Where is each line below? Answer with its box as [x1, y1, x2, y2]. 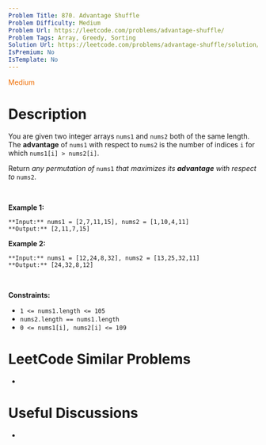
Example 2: [8, 238, 46, 248]
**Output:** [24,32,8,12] [8, 261, 93, 269]
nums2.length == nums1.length [19, 315, 120, 323]
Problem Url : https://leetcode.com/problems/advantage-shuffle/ [8, 26, 225, 34]
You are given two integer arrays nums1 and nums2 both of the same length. [8, 131, 250, 141]
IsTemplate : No [8, 56, 59, 64]
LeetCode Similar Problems [8, 350, 192, 368]
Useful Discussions [8, 404, 139, 422]
